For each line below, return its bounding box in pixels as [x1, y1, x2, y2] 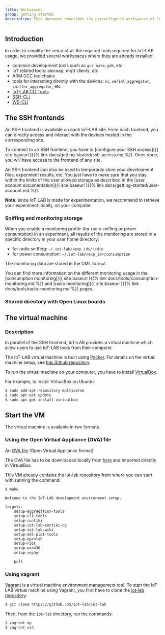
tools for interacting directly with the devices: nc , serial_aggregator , [12, 78, 151, 84]
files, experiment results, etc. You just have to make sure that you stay [5, 172, 147, 177]
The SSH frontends [5, 113, 65, 122]
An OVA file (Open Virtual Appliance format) [5, 447, 94, 454]
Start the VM [5, 411, 45, 419]
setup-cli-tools [14, 514, 48, 519]
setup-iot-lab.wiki [14, 527, 54, 532]
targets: [5, 504, 23, 509]
